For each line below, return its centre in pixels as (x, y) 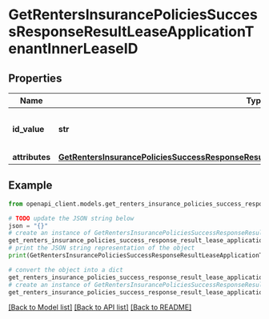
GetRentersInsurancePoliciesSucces (133, 15)
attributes (31, 157)
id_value (28, 129)
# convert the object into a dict (66, 269)
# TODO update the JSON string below (71, 218)
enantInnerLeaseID (73, 49)
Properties (35, 78)
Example (30, 185)
